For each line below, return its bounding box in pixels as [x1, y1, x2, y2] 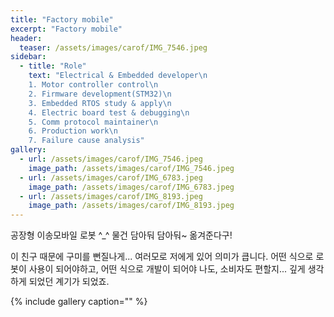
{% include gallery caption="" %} [10, 296, 148, 308]
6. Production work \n [28, 126, 118, 136]
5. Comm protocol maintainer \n [28, 117, 159, 127]
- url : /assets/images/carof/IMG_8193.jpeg [19, 191, 203, 201]
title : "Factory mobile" [10, 14, 114, 25]
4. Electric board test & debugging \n [28, 107, 190, 118]
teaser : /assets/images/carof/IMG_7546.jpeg [19, 42, 208, 53]
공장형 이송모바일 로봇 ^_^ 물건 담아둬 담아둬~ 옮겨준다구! [10, 229, 233, 241]
